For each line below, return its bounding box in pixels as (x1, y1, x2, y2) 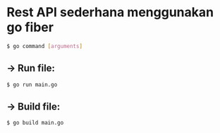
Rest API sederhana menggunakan (6, 4, 214, 21)
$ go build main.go (6, 120, 64, 127)
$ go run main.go (6, 81, 58, 88)
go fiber (6, 19, 54, 35)
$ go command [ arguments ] (6, 42, 82, 50)
